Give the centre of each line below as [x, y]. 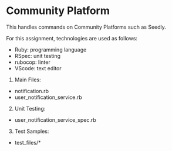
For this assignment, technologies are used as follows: [72, 38]
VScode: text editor [38, 68]
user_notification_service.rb [48, 97]
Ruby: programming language [50, 49]
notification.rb [31, 91]
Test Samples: [32, 131]
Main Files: [28, 80]
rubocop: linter [33, 62]
